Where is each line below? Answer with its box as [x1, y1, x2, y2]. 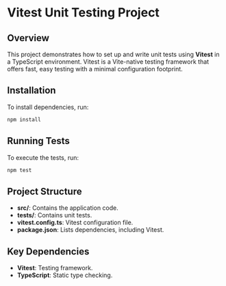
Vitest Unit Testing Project [7, 5, 160, 21]
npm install [7, 116, 41, 123]
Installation [7, 84, 56, 97]
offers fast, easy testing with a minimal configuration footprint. [7, 65, 183, 73]
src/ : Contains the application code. [16, 204, 118, 212]
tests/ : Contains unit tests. [16, 211, 92, 219]
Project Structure [7, 185, 82, 197]
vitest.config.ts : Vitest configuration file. [16, 218, 134, 227]
